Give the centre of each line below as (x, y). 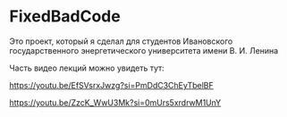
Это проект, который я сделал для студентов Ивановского (121, 41)
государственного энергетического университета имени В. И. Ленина (144, 50)
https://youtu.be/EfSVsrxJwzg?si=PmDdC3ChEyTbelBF (112, 85)
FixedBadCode (65, 17)
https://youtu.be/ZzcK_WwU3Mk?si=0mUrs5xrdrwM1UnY (115, 102)
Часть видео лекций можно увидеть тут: (87, 68)
